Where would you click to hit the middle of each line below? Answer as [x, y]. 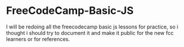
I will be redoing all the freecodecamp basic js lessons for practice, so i [92, 27]
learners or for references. [38, 39]
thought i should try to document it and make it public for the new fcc [90, 32]
